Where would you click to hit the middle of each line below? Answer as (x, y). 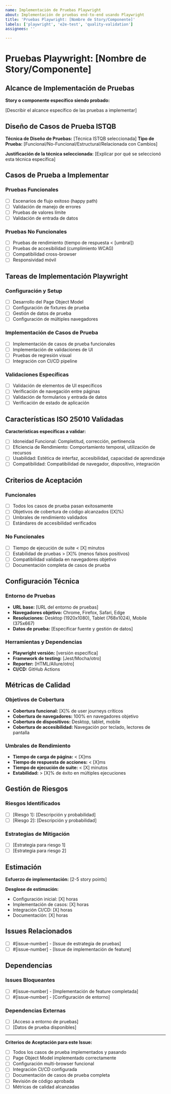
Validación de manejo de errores (47, 206)
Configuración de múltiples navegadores (55, 319)
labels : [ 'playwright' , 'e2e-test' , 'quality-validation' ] (69, 24)
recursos (22, 453)
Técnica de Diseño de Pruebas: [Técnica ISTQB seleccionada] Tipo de (80, 139)
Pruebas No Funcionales (36, 231)
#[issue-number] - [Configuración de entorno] (61, 997)
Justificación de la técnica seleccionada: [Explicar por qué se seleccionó (83, 154)
